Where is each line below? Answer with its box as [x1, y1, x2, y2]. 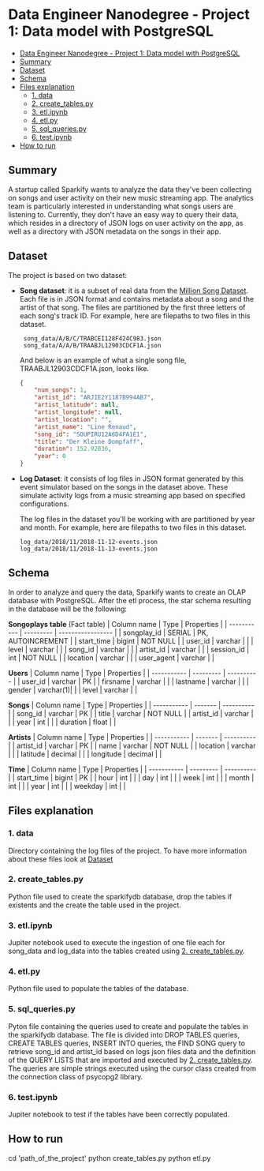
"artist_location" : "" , [34, 415, 112, 423]
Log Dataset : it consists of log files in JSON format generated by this [19, 474, 244, 483]
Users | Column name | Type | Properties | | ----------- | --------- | [8, 668, 226, 677]
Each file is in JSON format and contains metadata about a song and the [19, 294, 255, 303]
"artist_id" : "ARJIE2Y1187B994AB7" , [34, 393, 154, 402]
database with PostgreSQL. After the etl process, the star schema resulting [8, 595, 251, 605]
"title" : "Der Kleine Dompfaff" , [34, 437, 144, 445]
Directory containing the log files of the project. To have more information [8, 846, 247, 855]
